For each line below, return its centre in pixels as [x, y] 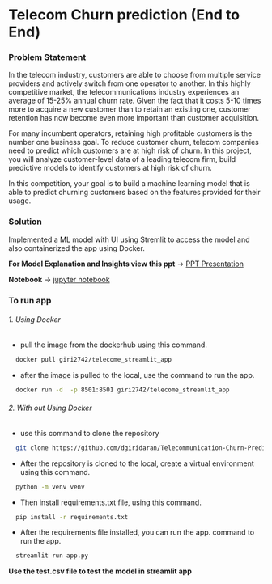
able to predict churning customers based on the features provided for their [134, 193]
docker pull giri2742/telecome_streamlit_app [94, 359]
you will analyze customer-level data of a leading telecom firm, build [122, 159]
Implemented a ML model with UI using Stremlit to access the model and [129, 239]
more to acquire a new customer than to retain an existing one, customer [130, 109]
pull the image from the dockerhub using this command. [114, 345]
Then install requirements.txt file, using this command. [111, 502]
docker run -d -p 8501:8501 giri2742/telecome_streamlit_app [123, 390]
